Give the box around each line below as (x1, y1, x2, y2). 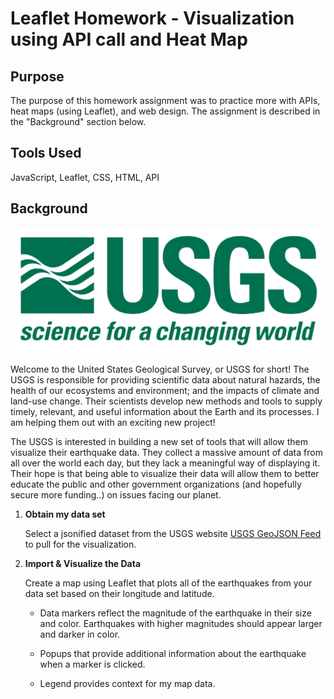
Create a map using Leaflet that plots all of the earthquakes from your (24, 577, 313, 589)
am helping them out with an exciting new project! (10, 416, 216, 428)
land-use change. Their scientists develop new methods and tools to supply (10, 395, 323, 407)
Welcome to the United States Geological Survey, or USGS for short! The (10, 363, 310, 375)
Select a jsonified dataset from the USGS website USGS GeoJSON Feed (24, 527, 322, 539)
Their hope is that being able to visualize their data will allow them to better (10, 467, 320, 479)
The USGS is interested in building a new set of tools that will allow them (10, 435, 309, 447)
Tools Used (10, 145, 82, 162)
